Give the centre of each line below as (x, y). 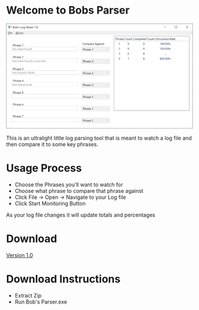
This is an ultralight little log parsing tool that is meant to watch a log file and (99, 138)
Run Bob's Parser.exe (41, 302)
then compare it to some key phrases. (52, 144)
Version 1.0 (20, 255)
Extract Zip (28, 295)
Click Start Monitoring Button (50, 203)
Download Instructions (63, 279)
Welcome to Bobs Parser (68, 10)
